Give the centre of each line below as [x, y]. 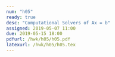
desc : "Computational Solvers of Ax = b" [58, 23]
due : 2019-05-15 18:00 [34, 34]
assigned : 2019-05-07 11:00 [41, 28]
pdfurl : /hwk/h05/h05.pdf [38, 39]
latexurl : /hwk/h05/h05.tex [41, 45]
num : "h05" [20, 12]
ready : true [21, 17]
